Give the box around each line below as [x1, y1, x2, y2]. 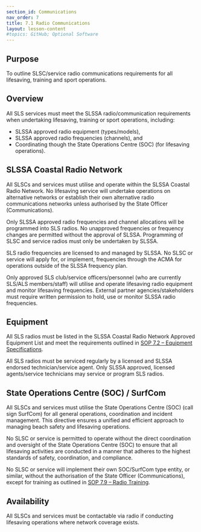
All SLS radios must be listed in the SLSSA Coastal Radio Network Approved [6, 333, 195, 340]
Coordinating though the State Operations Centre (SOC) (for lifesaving [14, 140, 190, 148]
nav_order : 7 [6, 15, 39, 21]
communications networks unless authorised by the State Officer [6, 200, 168, 207]
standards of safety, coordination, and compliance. [6, 454, 133, 461]
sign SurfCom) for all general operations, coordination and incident [6, 410, 173, 418]
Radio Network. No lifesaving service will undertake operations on [6, 187, 171, 194]
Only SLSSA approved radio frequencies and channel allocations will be [6, 218, 185, 225]
